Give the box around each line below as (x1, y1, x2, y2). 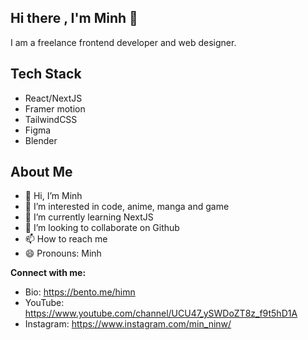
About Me (10, 164, 73, 181)
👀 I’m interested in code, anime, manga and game (24, 201, 230, 213)
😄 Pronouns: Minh (24, 247, 102, 260)
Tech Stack (10, 66, 82, 83)
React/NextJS (24, 92, 83, 104)
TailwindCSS (24, 113, 78, 125)
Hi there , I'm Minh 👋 (10, 10, 138, 27)
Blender (24, 134, 58, 146)
